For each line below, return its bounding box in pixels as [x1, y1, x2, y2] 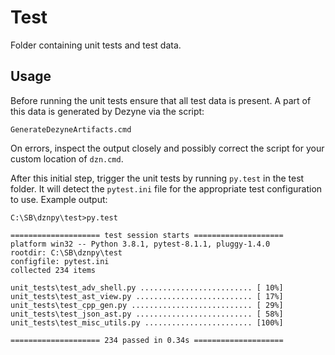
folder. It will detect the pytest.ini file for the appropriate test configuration [10, 182, 323, 195]
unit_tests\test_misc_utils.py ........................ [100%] [10, 317, 284, 328]
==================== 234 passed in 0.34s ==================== [10, 335, 284, 345]
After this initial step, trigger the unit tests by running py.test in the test [10, 172, 305, 184]
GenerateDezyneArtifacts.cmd [10, 124, 132, 135]
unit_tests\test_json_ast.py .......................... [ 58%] [10, 309, 284, 319]
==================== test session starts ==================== [10, 230, 284, 240]
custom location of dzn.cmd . [10, 152, 124, 165]
